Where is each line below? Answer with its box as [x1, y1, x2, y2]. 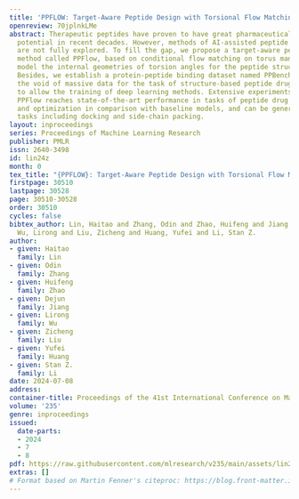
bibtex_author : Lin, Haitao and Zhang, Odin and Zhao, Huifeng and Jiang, [9, 220, 293, 229]
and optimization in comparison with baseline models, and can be [17, 104, 269, 113]
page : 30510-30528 [9, 195, 77, 205]
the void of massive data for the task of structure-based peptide [17, 79, 273, 88]
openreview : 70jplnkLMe [9, 21, 98, 30]
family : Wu [17, 319, 58, 328]
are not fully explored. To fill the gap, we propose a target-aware [17, 46, 280, 55]
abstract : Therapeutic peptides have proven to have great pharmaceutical [9, 29, 293, 38]
